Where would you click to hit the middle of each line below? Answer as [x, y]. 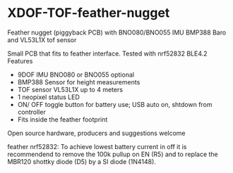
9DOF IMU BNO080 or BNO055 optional [76, 75]
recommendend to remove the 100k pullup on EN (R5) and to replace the [113, 154]
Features [20, 60]
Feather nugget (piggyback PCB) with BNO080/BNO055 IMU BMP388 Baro [117, 32]
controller [31, 112]
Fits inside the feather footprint [62, 119]
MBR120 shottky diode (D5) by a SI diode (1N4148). [82, 161]
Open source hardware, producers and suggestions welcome [96, 133]
